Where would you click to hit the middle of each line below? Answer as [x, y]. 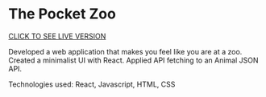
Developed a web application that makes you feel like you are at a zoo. [125, 51]
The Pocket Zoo [62, 14]
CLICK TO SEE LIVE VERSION [57, 36]
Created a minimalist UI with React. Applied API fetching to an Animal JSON [133, 60]
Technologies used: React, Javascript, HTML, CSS [92, 84]
